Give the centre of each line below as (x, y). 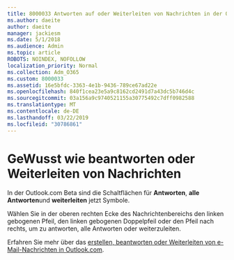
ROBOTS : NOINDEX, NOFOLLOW (46, 59)
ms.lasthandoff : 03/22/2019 (48, 117)
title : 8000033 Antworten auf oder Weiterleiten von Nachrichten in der (115, 14)
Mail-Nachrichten (32, 250)
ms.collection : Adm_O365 (43, 72)
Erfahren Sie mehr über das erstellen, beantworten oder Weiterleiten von (111, 243)
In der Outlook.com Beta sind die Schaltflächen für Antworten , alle (103, 193)
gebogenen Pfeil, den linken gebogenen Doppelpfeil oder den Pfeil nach (111, 222)
